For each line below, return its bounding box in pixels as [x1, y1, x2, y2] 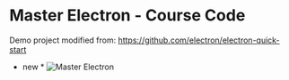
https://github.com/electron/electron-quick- [118, 35, 280, 45]
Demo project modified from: [9, 35, 117, 45]
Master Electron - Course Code [9, 5, 246, 26]
